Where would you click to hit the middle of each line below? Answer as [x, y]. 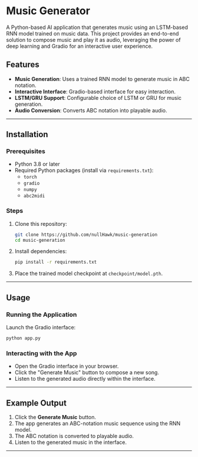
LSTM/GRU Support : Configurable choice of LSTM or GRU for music [98, 98]
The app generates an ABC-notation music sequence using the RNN [98, 423]
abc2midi [34, 196]
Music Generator [48, 11]
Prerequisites [26, 151]
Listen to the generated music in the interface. [71, 442]
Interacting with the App [42, 353]
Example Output [36, 403]
